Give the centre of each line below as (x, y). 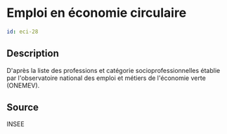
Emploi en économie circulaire (97, 13)
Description (33, 54)
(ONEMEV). (23, 85)
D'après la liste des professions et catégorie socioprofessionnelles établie (113, 70)
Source (23, 108)
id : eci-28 (22, 32)
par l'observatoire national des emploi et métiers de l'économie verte (106, 78)
